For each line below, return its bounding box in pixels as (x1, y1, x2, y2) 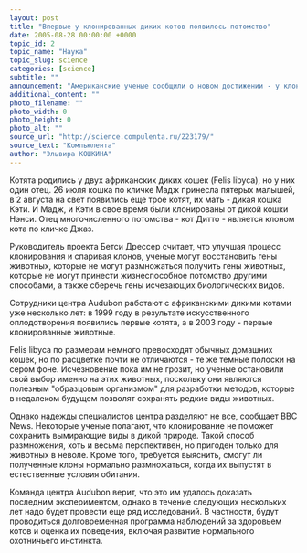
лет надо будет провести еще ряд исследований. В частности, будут (9, 505, 279, 516)
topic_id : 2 (9, 38, 55, 48)
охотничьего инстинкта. (9, 535, 103, 546)
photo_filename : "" (9, 98, 84, 108)
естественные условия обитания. (9, 468, 140, 480)
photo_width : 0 (9, 107, 68, 116)
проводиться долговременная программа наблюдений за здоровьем (9, 516, 282, 526)
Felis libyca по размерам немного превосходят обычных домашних (9, 344, 273, 355)
